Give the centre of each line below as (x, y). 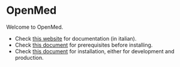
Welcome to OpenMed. (35, 27)
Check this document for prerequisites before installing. (84, 45)
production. (29, 57)
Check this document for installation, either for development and (94, 51)
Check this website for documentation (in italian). (76, 38)
